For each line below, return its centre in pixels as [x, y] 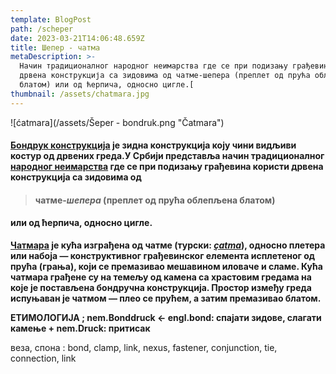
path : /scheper [42, 29]
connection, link [43, 358]
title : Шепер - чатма [55, 47]
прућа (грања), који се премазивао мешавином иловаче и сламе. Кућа [166, 267]
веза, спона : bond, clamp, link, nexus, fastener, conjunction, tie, [144, 348]
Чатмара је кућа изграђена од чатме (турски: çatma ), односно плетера [168, 245]
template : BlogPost [51, 19]
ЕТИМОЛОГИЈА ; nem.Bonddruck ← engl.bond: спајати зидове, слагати [166, 318]
